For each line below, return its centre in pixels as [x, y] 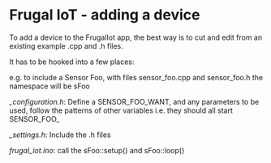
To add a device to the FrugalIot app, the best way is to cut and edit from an [136, 37]
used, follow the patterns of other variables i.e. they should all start [121, 110]
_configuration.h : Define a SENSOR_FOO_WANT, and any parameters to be [134, 101]
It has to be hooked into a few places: [72, 62]
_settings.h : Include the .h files [60, 135]
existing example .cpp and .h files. [67, 45]
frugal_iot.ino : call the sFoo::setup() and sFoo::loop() [97, 150]
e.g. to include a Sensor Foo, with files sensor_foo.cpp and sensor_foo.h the [136, 77]
